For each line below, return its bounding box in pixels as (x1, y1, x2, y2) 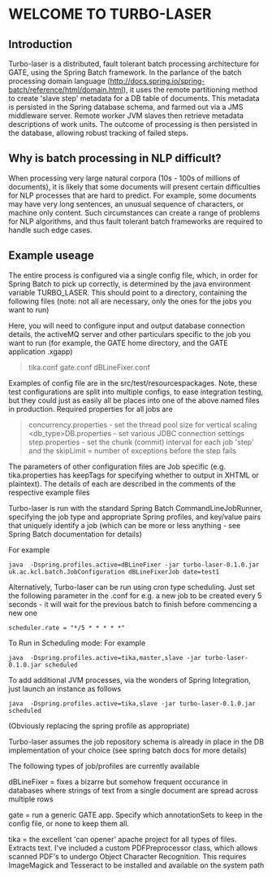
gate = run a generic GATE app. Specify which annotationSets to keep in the (8, 810, 263, 819)
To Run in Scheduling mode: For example (8, 638, 146, 648)
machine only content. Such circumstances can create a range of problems (8, 207, 261, 217)
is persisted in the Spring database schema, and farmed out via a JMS (8, 103, 244, 111)
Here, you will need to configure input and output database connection (8, 321, 245, 330)
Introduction (8, 37, 73, 51)
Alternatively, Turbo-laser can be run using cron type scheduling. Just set (8, 582, 256, 592)
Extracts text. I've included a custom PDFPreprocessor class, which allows (8, 843, 258, 853)
